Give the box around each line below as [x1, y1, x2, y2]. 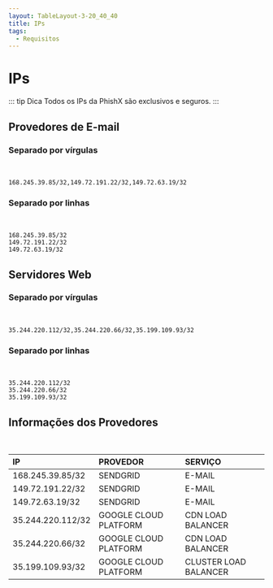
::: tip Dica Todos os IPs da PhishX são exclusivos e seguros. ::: [8, 97, 219, 106]
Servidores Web [8, 267, 92, 281]
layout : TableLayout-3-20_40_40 [8, 11, 118, 20]
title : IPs [8, 19, 45, 28]
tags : [8, 27, 27, 35]
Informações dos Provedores [8, 415, 158, 429]
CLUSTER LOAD [184, 556, 246, 567]
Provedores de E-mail [8, 119, 120, 134]
